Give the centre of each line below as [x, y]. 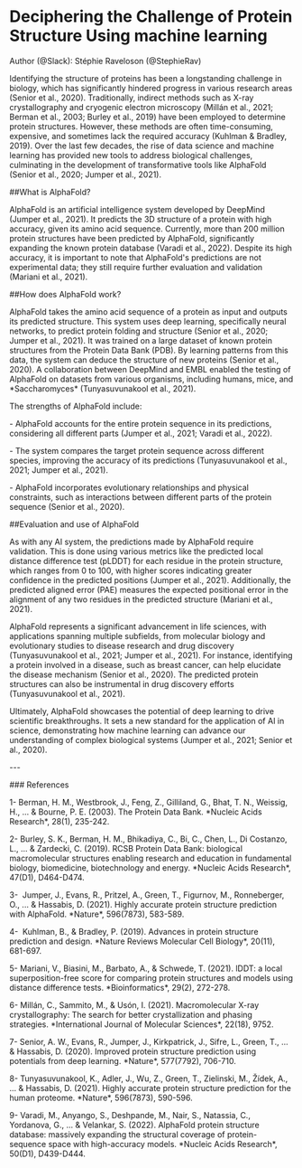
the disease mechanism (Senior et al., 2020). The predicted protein [134, 674]
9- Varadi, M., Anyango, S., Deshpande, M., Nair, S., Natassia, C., [130, 1115]
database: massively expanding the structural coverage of [117, 1134]
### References [39, 785]
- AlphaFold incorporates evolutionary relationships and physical [129, 487]
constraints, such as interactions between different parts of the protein [141, 497]
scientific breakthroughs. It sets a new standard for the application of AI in [147, 721]
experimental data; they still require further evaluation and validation [136, 267]
